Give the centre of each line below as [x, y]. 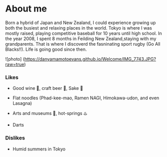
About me [26, 9]
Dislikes [15, 138]
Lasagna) [22, 103]
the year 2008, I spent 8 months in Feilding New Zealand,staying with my [81, 39]
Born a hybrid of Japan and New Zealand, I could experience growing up [80, 23]
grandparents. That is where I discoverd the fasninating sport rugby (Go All [83, 44]
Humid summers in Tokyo [39, 149]
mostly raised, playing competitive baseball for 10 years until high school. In [83, 33]
